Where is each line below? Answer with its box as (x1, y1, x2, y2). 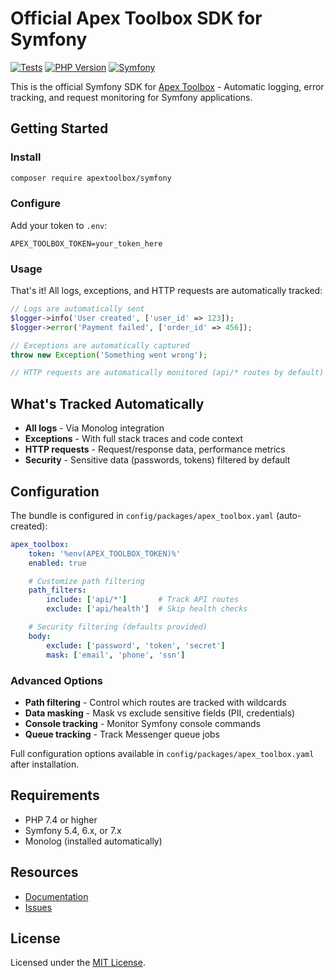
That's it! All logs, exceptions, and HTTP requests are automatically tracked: (10, 285, 323, 297)
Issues (24, 901, 53, 913)
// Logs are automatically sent (10, 304, 145, 314)
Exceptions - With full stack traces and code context (24, 433, 243, 445)
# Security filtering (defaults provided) (28, 622, 208, 632)
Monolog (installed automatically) (24, 835, 163, 847)
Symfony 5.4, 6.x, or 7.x (24, 824, 122, 836)
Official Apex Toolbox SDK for (10, 7, 263, 30)
